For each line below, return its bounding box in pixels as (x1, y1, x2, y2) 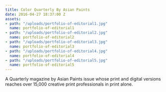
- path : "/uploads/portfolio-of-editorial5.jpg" (5, 58, 108, 63)
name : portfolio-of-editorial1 (9, 26, 75, 31)
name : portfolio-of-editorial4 (9, 53, 75, 58)
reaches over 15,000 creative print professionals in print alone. (5, 81, 133, 87)
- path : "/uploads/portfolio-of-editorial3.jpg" (5, 40, 108, 45)
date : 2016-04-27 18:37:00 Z (5, 12, 66, 17)
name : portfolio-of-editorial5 (9, 62, 75, 67)
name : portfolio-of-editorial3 (9, 44, 75, 49)
